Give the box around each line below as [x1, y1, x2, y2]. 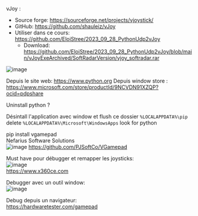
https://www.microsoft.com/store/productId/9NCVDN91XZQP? [6, 84, 159, 91]
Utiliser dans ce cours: [14, 29, 70, 36]
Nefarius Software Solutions [6, 137, 75, 144]
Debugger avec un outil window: [6, 179, 85, 186]
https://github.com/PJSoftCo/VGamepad [28, 144, 127, 150]
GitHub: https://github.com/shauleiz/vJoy [14, 23, 116, 30]
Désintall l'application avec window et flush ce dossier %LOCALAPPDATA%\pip [6, 113, 188, 120]
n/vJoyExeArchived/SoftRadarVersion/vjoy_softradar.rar [23, 55, 160, 61]
